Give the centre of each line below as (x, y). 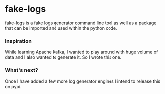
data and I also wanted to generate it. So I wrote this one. (63, 57)
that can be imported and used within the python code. (61, 28)
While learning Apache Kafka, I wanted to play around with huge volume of (82, 52)
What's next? (22, 70)
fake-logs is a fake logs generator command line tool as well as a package (81, 23)
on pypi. (13, 86)
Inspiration (19, 41)
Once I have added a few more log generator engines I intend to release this (82, 81)
